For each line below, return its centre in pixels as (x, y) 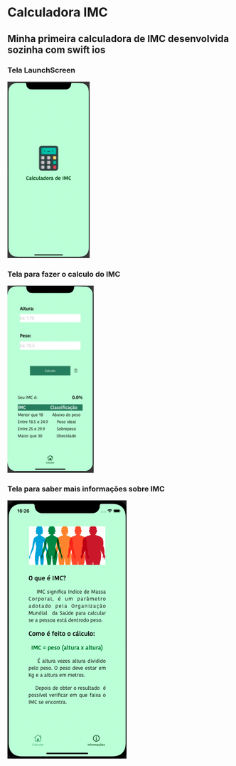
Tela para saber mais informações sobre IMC (86, 489)
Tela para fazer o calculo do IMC (64, 274)
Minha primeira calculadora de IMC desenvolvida (118, 39)
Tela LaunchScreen (42, 70)
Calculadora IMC (58, 12)
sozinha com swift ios (57, 49)
